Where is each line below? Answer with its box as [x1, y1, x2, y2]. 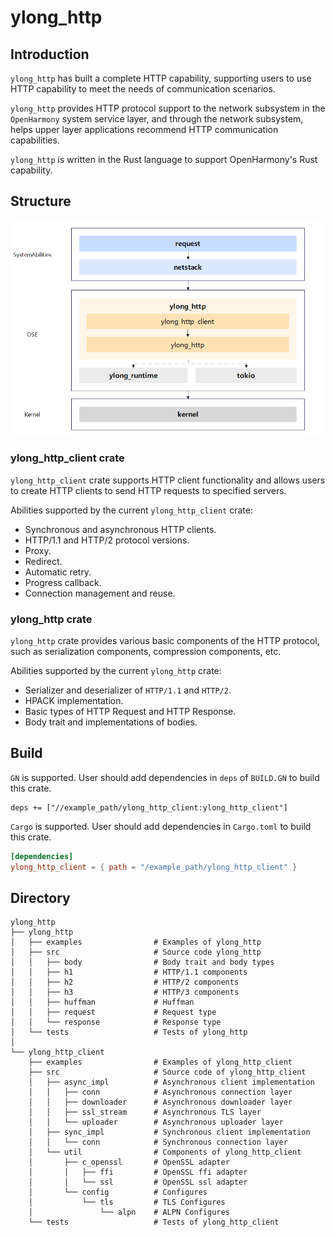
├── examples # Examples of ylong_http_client [28, 1057, 293, 1068]
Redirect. [24, 555, 63, 567]
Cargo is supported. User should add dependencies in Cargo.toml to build [10, 820, 312, 832]
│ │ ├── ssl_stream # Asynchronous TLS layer [28, 1107, 262, 1118]
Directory [10, 889, 71, 906]
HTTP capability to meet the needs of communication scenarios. [10, 83, 276, 95]
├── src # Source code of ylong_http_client [28, 1067, 307, 1078]
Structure [10, 193, 72, 210]
